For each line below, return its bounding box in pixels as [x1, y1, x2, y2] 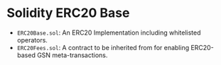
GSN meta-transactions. [37, 51, 108, 59]
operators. [16, 35, 48, 44]
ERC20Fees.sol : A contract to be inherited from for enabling [16, 43, 190, 52]
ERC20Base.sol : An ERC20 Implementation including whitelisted [16, 28, 201, 37]
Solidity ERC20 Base [6, 5, 130, 21]
